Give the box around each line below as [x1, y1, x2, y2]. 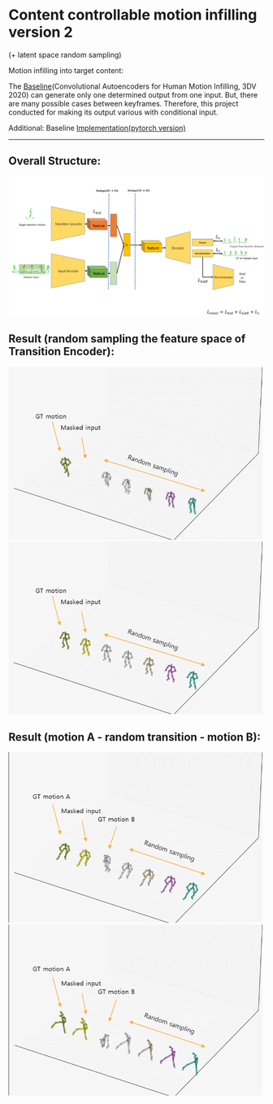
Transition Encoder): [8, 345, 115, 359]
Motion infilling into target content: [8, 65, 124, 75]
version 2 [8, 23, 73, 41]
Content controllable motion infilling [8, 6, 258, 24]
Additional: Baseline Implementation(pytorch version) [8, 123, 186, 133]
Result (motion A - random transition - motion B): [8, 730, 262, 744]
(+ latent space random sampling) [8, 50, 122, 59]
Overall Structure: [8, 154, 102, 168]
